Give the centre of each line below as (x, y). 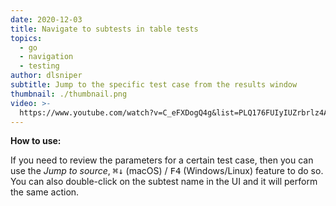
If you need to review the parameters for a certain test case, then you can (162, 160)
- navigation (46, 57)
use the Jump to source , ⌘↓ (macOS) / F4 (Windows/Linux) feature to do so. (167, 171)
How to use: (36, 141)
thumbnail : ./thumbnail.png (69, 94)
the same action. (45, 192)
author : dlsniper (46, 76)
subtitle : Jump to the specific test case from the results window (154, 85)
